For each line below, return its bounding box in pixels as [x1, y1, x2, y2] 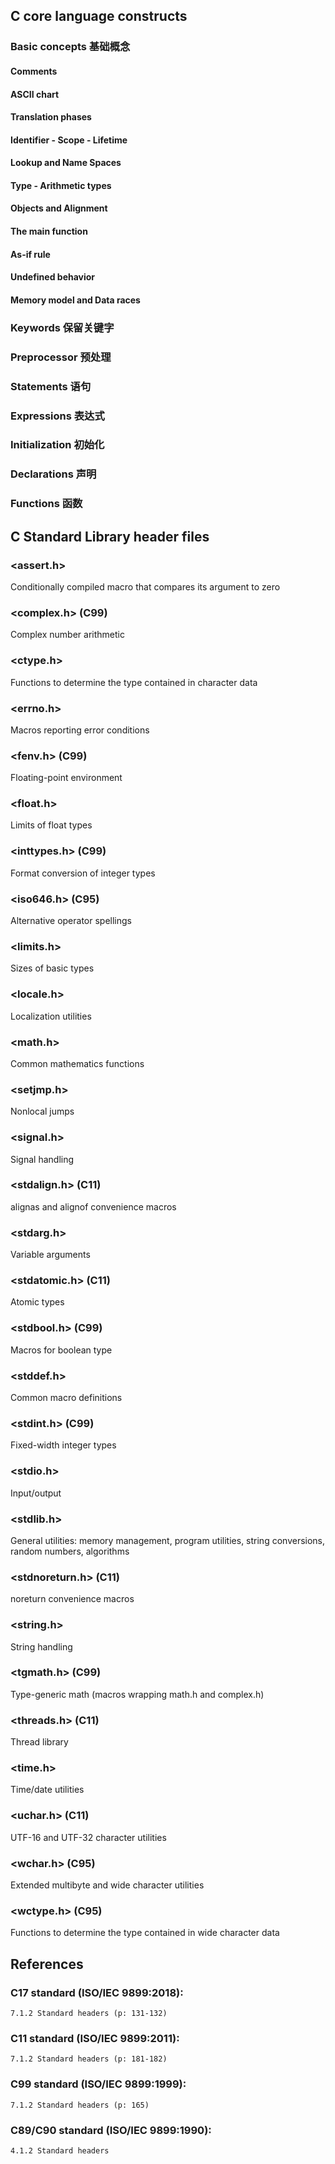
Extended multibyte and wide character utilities [10, 1879, 205, 1891]
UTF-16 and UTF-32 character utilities [10, 1831, 167, 1843]
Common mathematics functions [10, 1057, 145, 1069]
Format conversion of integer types [10, 867, 156, 879]
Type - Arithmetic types [10, 179, 112, 191]
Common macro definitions [10, 1392, 123, 1404]
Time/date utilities [10, 1784, 85, 1796]
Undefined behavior [10, 271, 96, 283]
